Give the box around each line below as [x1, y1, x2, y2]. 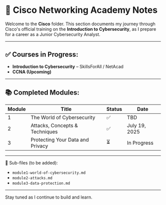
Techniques [30, 128, 58, 135]
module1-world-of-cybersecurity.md [12, 170, 86, 175]
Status [106, 105, 123, 112]
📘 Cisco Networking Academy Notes [5, 4, 158, 16]
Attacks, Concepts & [30, 122, 78, 129]
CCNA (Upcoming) [12, 69, 52, 75]
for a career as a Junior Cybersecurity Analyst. [5, 31, 100, 37]
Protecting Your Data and [30, 136, 89, 143]
